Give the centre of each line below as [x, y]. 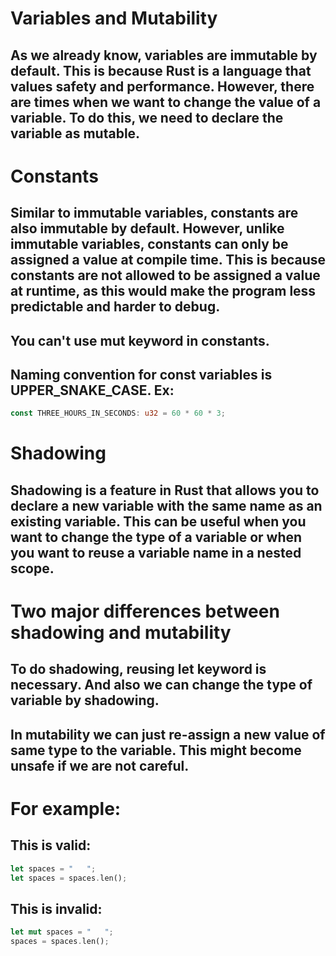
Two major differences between [145, 611]
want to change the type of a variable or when [156, 537]
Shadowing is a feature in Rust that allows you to [165, 490]
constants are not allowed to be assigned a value [165, 275]
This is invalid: [56, 908]
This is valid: [51, 845]
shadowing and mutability [121, 633]
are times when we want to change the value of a [166, 102]
